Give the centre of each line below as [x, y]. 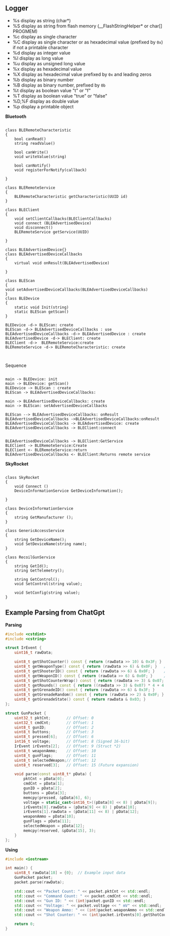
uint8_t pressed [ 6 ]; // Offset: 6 [54, 737]
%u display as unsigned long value [49, 63]
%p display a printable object [43, 106]
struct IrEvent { [24, 648]
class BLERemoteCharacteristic [38, 130]
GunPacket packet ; [34, 878]
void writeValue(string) [40, 156]
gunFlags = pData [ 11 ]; [47, 821]
